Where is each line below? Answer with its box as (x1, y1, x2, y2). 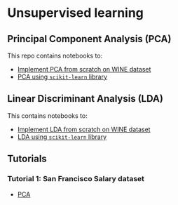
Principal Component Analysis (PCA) (7, 33, 172, 45)
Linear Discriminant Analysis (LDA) (7, 93, 163, 105)
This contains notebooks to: (7, 111, 88, 120)
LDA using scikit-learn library (17, 132, 107, 141)
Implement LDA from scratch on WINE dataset (17, 125, 151, 133)
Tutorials (7, 153, 47, 165)
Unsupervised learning (7, 5, 144, 21)
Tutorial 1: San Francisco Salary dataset (7, 174, 145, 184)
